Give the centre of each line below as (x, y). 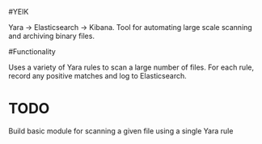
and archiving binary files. (52, 36)
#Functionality (32, 51)
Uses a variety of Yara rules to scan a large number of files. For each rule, (131, 67)
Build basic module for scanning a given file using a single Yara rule (121, 131)
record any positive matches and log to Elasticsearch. (98, 76)
